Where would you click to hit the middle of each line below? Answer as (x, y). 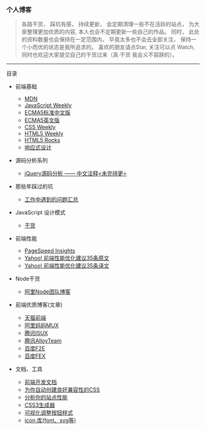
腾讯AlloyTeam (43, 341)
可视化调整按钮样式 (49, 413)
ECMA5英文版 (42, 120)
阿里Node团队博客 (48, 292)
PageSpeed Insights (50, 251)
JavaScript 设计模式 (40, 213)
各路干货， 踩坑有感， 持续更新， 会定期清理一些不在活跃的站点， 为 (108, 24)
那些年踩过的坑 (34, 187)
